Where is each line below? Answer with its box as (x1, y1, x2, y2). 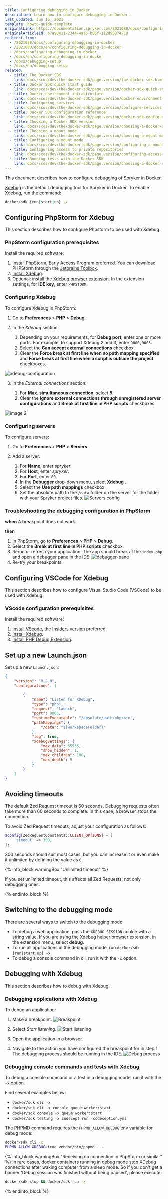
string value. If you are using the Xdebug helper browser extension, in (12, 934, 156, 940)
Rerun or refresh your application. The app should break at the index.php (12, 549, 162, 555)
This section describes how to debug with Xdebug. (5, 983, 110, 989)
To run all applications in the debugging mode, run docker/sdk (12, 944, 140, 950)
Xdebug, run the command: (5, 190, 61, 196)
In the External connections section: (12, 380, 87, 386)
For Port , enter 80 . (19, 474, 57, 480)
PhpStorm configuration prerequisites (5, 239, 99, 246)
